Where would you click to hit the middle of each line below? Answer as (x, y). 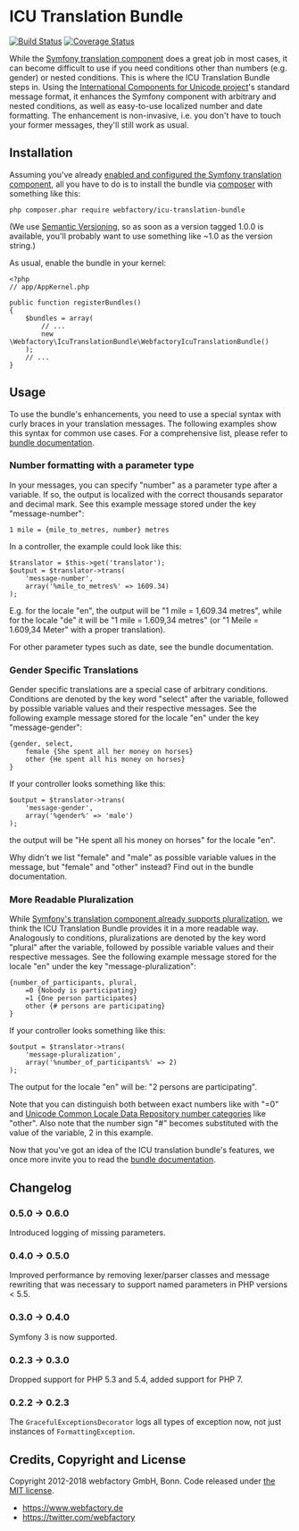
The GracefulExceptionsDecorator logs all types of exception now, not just (145, 1422)
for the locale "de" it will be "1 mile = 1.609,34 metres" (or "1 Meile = (134, 620)
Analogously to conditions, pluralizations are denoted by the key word (137, 938)
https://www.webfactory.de (72, 1508)
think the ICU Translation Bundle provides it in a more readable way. (134, 929)
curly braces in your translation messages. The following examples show (143, 423)
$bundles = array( (59, 318)
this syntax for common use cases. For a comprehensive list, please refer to (149, 433)
